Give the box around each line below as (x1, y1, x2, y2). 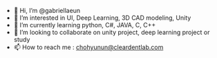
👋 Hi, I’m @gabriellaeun (13, 7, 81, 14)
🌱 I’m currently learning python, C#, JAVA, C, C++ (13, 21, 156, 29)
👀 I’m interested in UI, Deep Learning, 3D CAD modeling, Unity (13, 14, 191, 22)
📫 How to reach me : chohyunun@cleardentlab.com (13, 43, 164, 51)
